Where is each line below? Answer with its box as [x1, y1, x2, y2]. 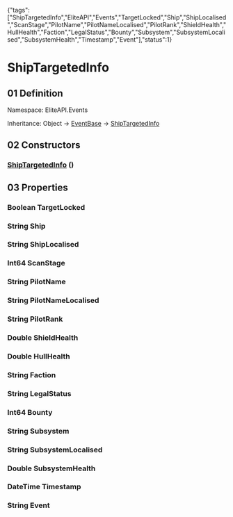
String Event [7, 500, 50, 510]
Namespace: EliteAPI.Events [7, 106, 88, 114]
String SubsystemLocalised [7, 445, 103, 454]
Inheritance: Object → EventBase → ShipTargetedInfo [7, 120, 160, 127]
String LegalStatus [7, 388, 72, 398]
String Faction [7, 370, 56, 379]
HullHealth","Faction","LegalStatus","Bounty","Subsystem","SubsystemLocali [7, 28, 226, 36]
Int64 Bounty [7, 407, 53, 417]
